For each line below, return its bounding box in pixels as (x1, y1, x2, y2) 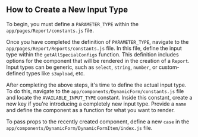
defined (6, 69, 26, 77)
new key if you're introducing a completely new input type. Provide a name (6, 100, 187, 107)
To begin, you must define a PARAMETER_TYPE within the (6, 20, 139, 27)
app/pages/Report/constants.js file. (6, 27, 94, 34)
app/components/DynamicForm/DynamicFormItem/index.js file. (6, 124, 153, 131)
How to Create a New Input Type (6, 5, 128, 15)
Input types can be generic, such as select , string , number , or (6, 63, 158, 71)
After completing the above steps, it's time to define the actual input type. (6, 81, 187, 88)
